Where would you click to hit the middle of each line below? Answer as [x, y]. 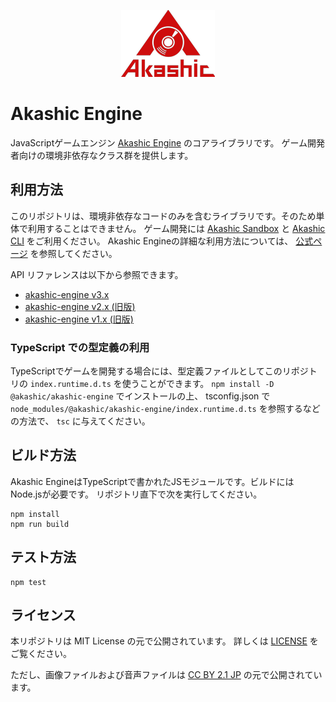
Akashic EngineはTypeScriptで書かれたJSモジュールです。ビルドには [152, 481]
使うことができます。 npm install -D [198, 384]
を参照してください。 [73, 253]
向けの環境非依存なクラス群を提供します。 [106, 155]
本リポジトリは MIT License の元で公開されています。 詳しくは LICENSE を [164, 641]
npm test [28, 582]
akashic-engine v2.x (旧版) [80, 306]
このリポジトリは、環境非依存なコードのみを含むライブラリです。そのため [163, 216]
